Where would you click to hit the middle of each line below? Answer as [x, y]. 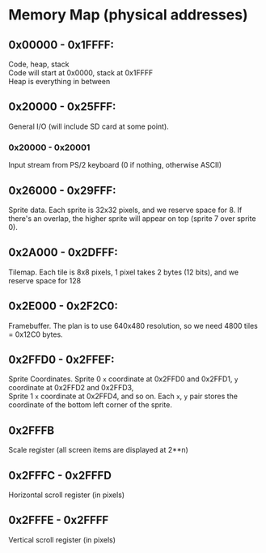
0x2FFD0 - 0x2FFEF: [61, 359]
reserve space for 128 [45, 280]
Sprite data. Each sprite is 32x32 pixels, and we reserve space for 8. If [125, 210]
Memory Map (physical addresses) [128, 15]
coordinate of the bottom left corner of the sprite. [90, 405]
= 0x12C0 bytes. [36, 334]
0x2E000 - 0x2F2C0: [63, 306]
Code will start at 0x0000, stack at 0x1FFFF [81, 73]
